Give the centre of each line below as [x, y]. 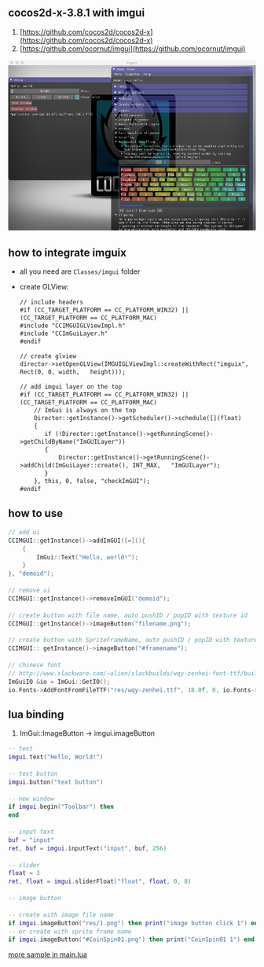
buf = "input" [31, 840]
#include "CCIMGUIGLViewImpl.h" [72, 326]
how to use [36, 513]
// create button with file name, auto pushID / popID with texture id [128, 615]
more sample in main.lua [48, 954]
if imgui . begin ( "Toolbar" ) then [61, 807]
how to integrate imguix [68, 252]
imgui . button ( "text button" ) [56, 782]
